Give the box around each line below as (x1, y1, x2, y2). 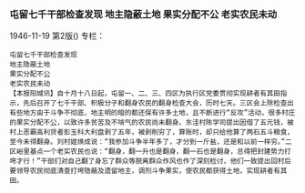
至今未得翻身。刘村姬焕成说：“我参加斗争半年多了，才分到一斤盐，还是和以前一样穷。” (9, 137, 285, 147)
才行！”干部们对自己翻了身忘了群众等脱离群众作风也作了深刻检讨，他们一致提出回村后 (15, 157, 291, 166)
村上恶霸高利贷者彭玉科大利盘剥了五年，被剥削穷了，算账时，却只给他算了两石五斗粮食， (9, 127, 294, 137)
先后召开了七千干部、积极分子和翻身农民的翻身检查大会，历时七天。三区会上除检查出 (22, 98, 294, 108)
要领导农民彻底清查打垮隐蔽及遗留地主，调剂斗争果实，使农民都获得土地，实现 (9, 167, 260, 176)
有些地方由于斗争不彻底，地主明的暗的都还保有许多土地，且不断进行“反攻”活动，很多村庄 (9, 108, 296, 117)
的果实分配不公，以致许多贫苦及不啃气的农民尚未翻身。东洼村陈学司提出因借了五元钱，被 (9, 118, 294, 127)
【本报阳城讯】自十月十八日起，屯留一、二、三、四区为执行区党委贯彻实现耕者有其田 (9, 89, 280, 98)
